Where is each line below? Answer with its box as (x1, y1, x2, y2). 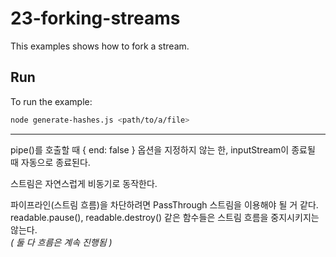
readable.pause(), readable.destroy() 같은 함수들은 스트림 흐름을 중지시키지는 (10, 211, 320, 223)
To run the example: (10, 95, 93, 107)
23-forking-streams (10, 7, 181, 30)
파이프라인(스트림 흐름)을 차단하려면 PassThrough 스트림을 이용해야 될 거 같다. (10, 198, 319, 211)
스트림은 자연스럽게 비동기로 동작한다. (10, 177, 158, 189)
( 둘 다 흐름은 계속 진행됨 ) (10, 236, 113, 248)
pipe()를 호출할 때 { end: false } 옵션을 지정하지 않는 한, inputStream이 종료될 (10, 143, 316, 156)
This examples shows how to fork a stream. (10, 40, 190, 52)
